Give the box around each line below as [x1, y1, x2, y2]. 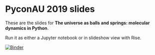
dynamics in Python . [5, 25, 49, 31]
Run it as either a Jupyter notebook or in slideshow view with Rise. [5, 35, 142, 41]
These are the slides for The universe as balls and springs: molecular [5, 20, 150, 26]
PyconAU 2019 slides [5, 3, 95, 15]
